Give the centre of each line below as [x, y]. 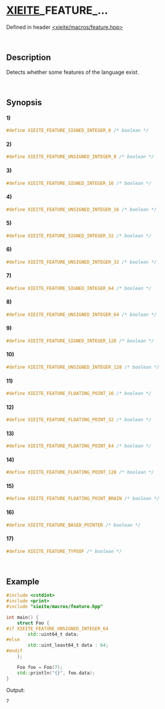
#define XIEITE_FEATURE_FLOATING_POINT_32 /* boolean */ [79, 420]
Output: [16, 690]
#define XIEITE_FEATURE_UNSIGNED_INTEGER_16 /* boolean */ [82, 210]
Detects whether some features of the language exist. [73, 72]
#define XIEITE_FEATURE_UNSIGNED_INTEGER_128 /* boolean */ [83, 367]
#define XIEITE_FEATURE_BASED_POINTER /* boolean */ [73, 525]
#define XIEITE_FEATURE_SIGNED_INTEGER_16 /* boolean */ [79, 183]
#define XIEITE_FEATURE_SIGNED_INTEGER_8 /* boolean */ [77, 131]
